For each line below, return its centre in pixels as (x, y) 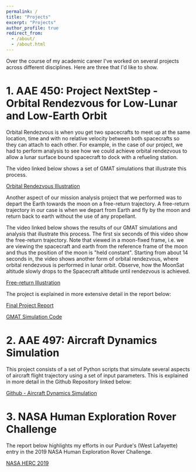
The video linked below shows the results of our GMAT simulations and (92, 227)
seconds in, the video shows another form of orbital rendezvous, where (92, 258)
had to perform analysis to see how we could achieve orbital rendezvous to (97, 151)
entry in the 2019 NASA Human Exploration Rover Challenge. (79, 451)
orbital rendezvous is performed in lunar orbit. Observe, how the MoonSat (95, 265)
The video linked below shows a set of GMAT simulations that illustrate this (96, 168)
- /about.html (28, 45)
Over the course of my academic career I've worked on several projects (93, 61)
